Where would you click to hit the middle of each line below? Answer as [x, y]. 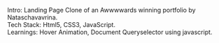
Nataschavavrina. [33, 17]
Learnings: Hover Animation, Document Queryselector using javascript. [110, 32]
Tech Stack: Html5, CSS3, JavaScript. [61, 25]
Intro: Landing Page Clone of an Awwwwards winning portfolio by [101, 10]
